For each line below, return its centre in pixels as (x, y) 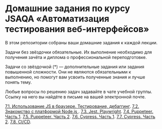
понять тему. (18, 82)
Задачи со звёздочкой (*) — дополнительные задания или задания (75, 67)
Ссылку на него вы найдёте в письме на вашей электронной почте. (75, 97)
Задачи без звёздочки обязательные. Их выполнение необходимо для (79, 52)
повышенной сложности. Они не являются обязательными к (68, 72)
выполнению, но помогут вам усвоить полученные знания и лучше (75, 77)
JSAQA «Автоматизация (57, 19)
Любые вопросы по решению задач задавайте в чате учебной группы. (79, 92)
